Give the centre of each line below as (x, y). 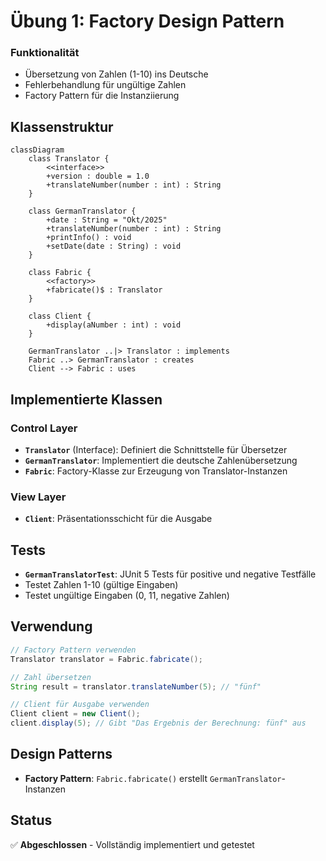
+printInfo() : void (89, 238)
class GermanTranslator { (82, 211)
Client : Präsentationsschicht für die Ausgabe (118, 519)
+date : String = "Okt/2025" (107, 220)
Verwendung (51, 626)
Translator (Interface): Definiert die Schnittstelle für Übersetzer (156, 449)
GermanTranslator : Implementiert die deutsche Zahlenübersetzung (161, 460)
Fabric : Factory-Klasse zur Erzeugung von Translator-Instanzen (156, 471)
